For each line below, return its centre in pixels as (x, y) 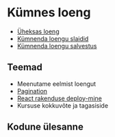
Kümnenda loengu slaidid (53, 38)
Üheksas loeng (38, 31)
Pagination (32, 91)
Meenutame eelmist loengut (56, 84)
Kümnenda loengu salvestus (57, 46)
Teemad (25, 67)
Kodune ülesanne (45, 127)
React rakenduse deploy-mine (60, 98)
